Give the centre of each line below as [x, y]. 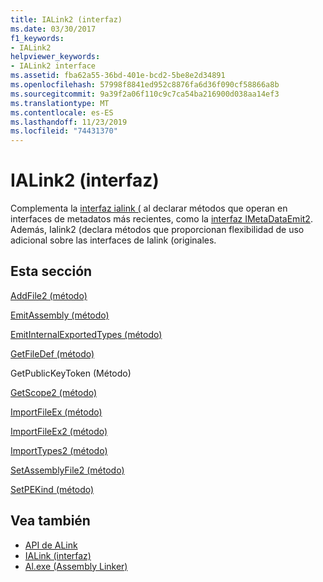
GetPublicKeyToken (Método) [71, 373]
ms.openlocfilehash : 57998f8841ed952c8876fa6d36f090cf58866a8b [145, 85]
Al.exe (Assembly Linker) [76, 566]
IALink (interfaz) [58, 555]
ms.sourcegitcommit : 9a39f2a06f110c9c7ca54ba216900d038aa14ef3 [145, 94]
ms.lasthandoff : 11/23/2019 [69, 122]
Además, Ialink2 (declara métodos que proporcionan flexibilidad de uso [157, 230]
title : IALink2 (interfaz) [66, 19]
